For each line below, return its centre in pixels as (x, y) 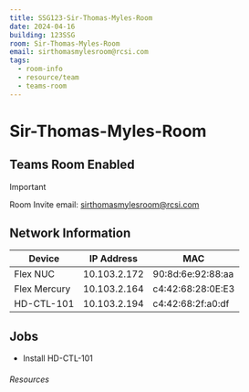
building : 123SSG (42, 35)
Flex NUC (34, 274)
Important (28, 186)
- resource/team (48, 78)
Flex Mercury (42, 289)
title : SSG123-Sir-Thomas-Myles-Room (81, 18)
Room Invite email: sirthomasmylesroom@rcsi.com (104, 204)
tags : (20, 60)
